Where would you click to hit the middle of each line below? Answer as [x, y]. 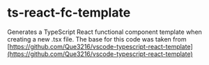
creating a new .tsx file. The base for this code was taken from [97, 39]
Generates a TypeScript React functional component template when [104, 32]
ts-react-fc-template [69, 13]
